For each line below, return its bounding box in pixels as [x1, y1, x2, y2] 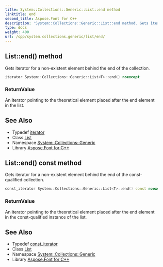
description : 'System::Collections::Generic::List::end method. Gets [5, 20, 149, 26]
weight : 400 [5, 30, 29, 35]
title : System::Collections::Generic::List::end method [5, 7, 120, 12]
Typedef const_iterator [12, 241, 58, 247]
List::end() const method [5, 159, 82, 167]
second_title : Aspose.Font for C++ [5, 16, 77, 21]
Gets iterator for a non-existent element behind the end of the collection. [5, 65, 150, 71]
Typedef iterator [12, 129, 45, 135]
